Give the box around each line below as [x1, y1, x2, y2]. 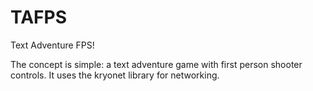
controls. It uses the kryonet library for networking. [10, 69, 220, 81]
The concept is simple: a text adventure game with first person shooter [10, 58, 303, 70]
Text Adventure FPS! [10, 39, 95, 51]
